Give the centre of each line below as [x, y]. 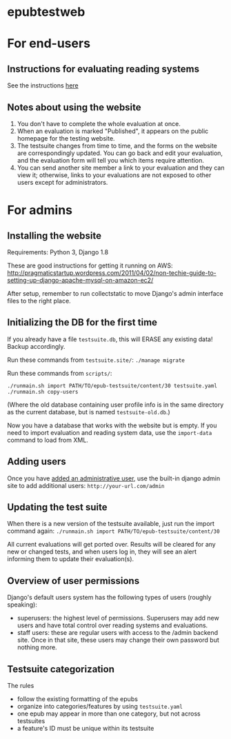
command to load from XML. [48, 440]
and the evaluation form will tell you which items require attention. [111, 160]
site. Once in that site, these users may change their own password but [118, 640]
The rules [21, 686]
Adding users [37, 462]
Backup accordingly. [36, 346]
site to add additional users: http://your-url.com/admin [86, 485]
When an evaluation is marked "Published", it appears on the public [113, 131]
